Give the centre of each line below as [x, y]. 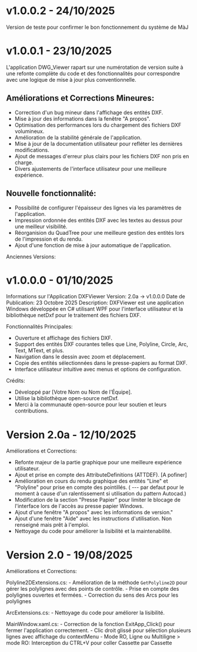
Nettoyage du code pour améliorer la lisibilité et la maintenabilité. [93, 531]
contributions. [31, 411]
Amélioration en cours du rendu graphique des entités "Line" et [91, 481]
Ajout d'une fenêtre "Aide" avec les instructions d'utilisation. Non [93, 518]
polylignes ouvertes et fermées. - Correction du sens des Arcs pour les [92, 595]
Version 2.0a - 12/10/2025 [71, 435]
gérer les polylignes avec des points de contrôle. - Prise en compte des [93, 589]
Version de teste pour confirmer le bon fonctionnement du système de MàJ [97, 27]
